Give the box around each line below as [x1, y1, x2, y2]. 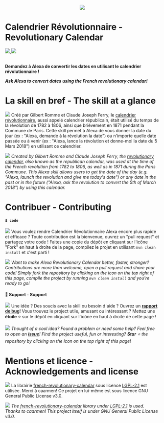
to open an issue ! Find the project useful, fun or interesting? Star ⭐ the [5, 331, 148, 337]
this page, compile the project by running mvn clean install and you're [5, 275, 150, 281]
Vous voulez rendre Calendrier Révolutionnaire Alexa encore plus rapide [11, 229, 157, 235]
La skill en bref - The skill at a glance [5, 95, 156, 106]
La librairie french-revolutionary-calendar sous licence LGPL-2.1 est [11, 382, 147, 389]
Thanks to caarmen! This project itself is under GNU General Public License [5, 408, 158, 414]
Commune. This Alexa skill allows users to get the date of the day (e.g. [5, 169, 148, 175]
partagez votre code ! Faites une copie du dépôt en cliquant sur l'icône [5, 239, 148, 245]
